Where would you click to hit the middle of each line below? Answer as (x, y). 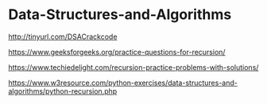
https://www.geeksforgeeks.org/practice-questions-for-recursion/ (117, 52)
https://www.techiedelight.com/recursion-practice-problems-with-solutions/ (133, 67)
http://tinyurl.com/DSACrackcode (63, 37)
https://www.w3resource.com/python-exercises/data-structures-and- (123, 83)
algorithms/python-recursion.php (63, 91)
